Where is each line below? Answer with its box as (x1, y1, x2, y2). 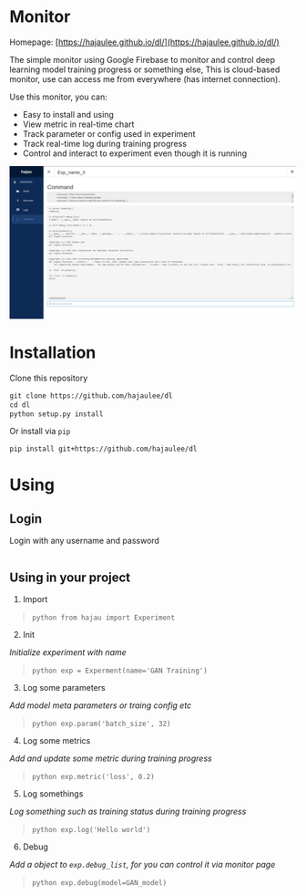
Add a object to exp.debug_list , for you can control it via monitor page (9, 859, 276, 870)
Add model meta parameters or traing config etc (9, 700, 192, 711)
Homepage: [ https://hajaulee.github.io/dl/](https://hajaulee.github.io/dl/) (9, 36, 280, 47)
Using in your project (9, 569, 131, 585)
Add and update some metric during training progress (9, 753, 212, 764)
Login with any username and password (9, 536, 159, 547)
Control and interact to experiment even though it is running (22, 148, 248, 159)
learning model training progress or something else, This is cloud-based (9, 64, 280, 75)
